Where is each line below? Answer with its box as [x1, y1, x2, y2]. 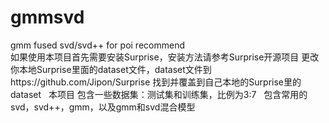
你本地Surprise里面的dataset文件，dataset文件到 [10, 63, 212, 75]
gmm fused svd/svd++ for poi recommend [10, 39, 185, 51]
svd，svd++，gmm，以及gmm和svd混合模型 [10, 101, 196, 113]
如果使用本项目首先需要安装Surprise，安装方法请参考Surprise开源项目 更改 [10, 51, 320, 63]
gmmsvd [10, 6, 85, 29]
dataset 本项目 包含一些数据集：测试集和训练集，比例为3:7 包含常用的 [10, 88, 308, 100]
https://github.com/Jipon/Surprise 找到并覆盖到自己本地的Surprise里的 [10, 76, 302, 88]
